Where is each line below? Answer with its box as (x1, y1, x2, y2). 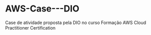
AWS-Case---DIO (5, 3, 80, 14)
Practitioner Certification (5, 24, 56, 30)
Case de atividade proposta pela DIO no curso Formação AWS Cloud (5, 19, 147, 25)
